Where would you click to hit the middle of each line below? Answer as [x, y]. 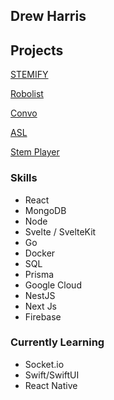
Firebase [43, 316]
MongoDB [45, 210]
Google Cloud [53, 285]
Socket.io [44, 364]
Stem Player [35, 152]
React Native [51, 385]
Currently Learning [57, 342]
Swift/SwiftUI [52, 375]
